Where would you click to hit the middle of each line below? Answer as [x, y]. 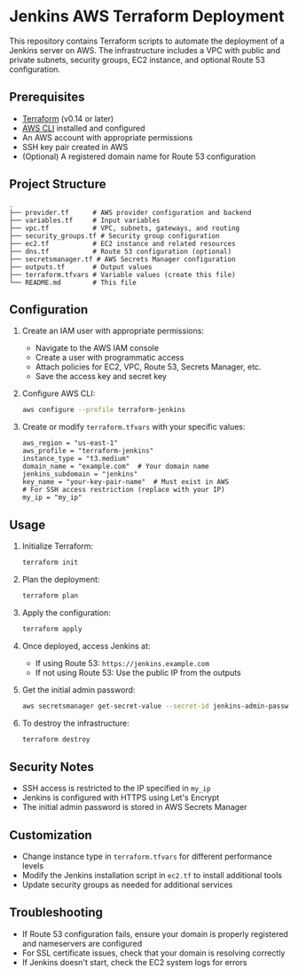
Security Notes [52, 767]
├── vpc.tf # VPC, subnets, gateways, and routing [125, 228]
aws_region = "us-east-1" [70, 443]
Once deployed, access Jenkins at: [86, 646]
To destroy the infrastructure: [76, 723]
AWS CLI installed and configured [83, 128]
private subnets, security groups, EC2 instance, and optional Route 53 [137, 60]
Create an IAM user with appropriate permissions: [113, 331]
